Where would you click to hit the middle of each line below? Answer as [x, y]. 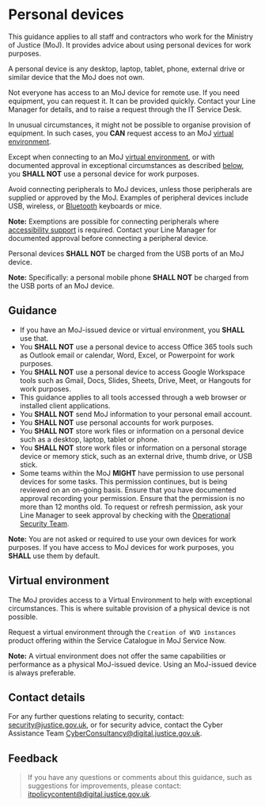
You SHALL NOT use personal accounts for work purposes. [117, 423]
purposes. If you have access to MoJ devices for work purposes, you [121, 547]
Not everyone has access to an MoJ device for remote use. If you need [124, 92]
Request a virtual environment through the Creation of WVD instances [122, 632]
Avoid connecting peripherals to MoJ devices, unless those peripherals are [130, 189]
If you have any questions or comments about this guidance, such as [140, 778]
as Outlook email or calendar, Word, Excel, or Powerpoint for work [127, 355]
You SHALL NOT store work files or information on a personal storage [133, 447]
